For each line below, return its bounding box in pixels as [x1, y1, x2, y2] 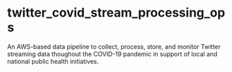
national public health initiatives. [7, 57, 99, 65]
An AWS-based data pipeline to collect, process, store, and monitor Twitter [7, 42, 221, 51]
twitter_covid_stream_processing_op [7, 5, 226, 21]
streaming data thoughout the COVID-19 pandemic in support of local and [7, 50, 218, 58]
